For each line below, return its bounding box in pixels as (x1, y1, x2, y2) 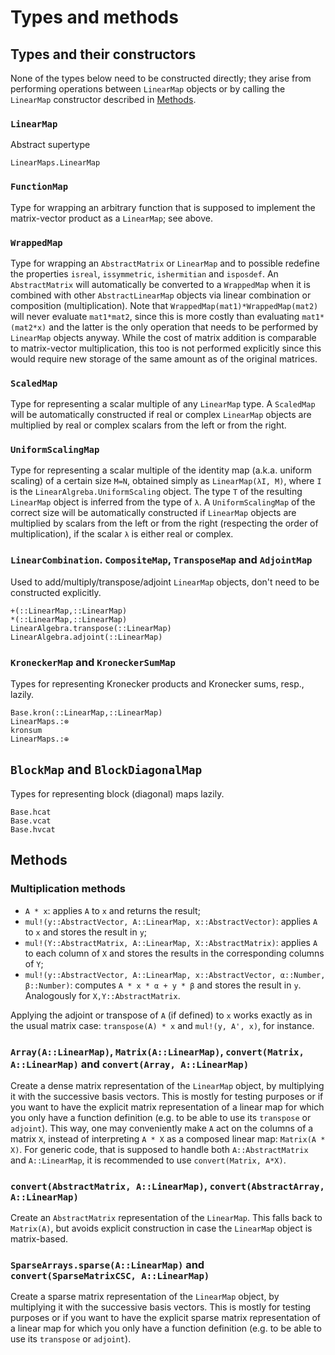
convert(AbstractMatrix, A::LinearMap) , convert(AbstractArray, (10, 1179, 325, 1193)
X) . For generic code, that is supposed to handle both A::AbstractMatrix (10, 1143, 309, 1155)
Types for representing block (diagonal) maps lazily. (10, 787, 225, 800)
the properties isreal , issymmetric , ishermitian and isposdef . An (10, 267, 279, 280)
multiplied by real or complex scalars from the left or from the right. (10, 419, 287, 431)
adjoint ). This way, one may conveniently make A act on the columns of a (10, 1122, 314, 1134)
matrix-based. (10, 1233, 68, 1245)
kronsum (10, 726, 43, 736)
